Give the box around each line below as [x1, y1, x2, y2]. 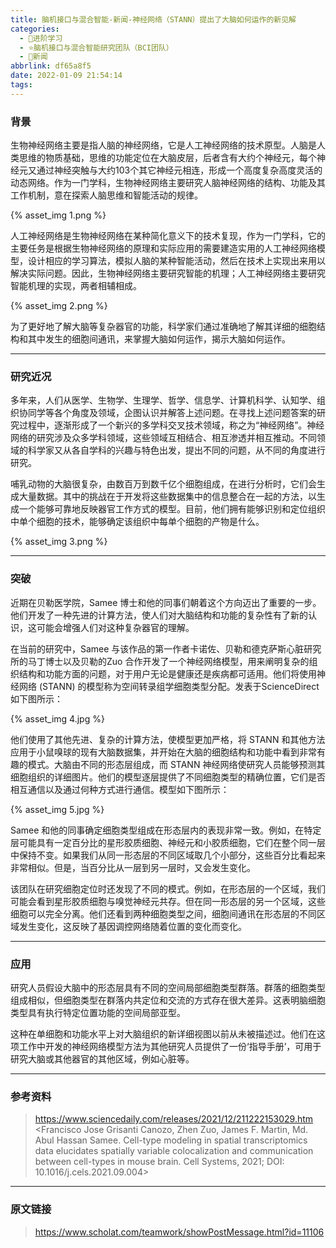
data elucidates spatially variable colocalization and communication [34, 1145, 314, 1157]
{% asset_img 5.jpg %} [10, 803, 105, 815]
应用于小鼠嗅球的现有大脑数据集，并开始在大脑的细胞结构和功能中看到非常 [10, 746, 317, 758]
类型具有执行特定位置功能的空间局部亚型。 [10, 1006, 186, 1018]
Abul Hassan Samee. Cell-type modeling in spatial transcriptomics [34, 1134, 308, 1146]
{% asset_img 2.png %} [10, 300, 108, 312]
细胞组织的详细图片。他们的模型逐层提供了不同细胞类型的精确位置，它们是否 [10, 771, 326, 783]
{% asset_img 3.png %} [10, 536, 108, 548]
